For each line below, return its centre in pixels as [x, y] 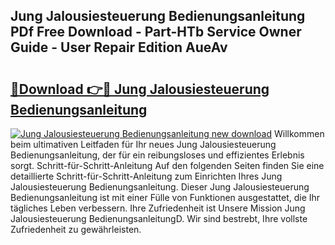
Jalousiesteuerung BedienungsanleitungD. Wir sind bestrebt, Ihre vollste [159, 218]
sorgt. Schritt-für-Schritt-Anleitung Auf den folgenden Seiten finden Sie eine [167, 165]
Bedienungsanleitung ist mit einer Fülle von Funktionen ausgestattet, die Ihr [165, 197]
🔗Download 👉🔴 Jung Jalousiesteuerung [140, 89]
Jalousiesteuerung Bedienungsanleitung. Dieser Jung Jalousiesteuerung [160, 187]
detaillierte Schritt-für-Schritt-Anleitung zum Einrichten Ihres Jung [146, 176]
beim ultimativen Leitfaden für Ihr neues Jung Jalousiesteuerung [143, 144]
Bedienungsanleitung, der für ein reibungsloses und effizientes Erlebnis [157, 155]
